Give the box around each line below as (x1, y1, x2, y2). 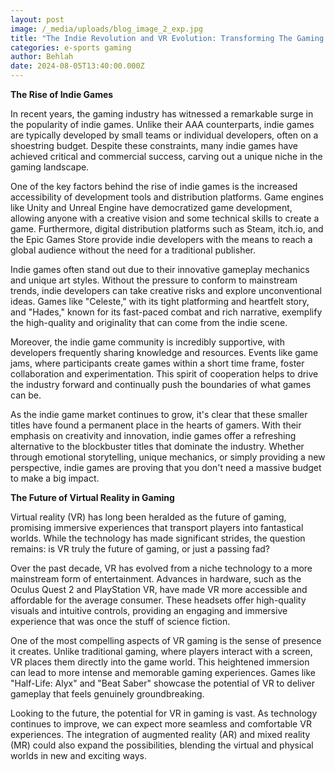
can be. (10, 389, 42, 401)
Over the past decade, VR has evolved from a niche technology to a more (10, 562, 313, 574)
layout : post (10, 14, 65, 25)
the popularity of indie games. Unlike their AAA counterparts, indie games (10, 119, 315, 130)
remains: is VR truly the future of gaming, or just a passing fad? (10, 543, 270, 555)
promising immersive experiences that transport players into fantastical (10, 522, 304, 533)
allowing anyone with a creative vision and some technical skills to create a (10, 212, 320, 224)
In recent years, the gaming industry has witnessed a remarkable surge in (10, 108, 314, 120)
